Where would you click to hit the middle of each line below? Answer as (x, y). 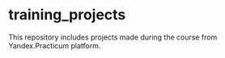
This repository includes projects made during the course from (113, 37)
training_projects (67, 15)
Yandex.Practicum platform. (55, 45)
